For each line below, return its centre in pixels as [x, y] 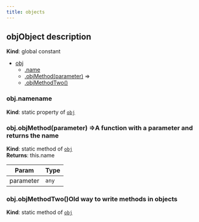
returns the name [33, 135]
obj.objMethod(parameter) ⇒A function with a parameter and [100, 128]
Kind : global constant [34, 51]
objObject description [49, 37]
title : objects [26, 12]
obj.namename [29, 98]
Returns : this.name [31, 155]
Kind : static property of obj [41, 112]
